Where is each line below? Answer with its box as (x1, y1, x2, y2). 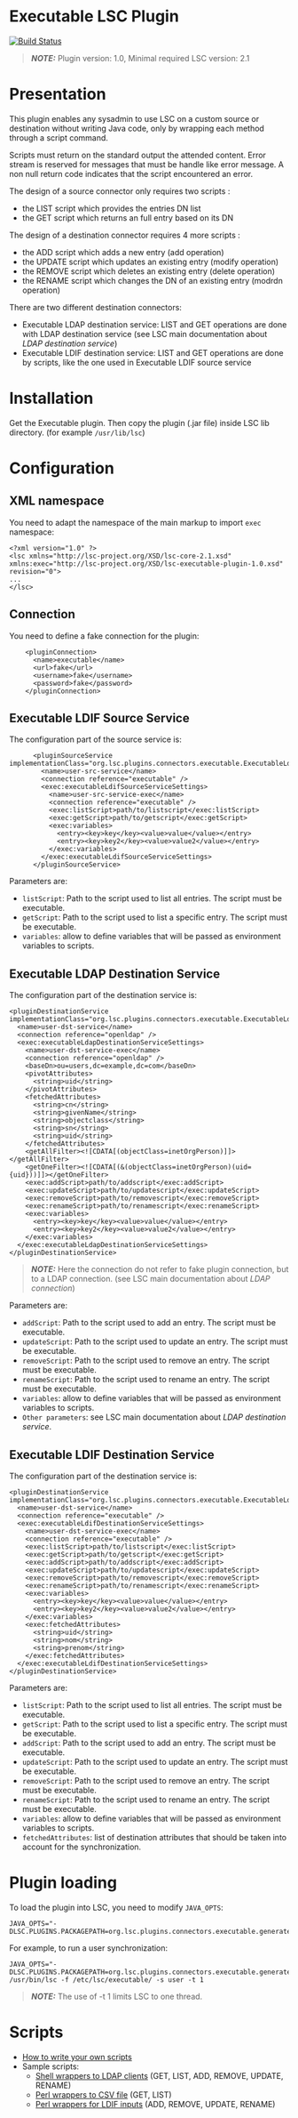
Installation (9, 389, 94, 408)
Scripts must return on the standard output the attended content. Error (9, 149, 266, 160)
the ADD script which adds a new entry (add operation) (21, 246, 224, 257)
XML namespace (9, 494, 105, 509)
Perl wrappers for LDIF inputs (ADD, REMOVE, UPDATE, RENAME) (35, 2098, 276, 2109)
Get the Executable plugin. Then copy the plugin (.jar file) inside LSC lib (9, 417, 271, 428)
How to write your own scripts (21, 2051, 133, 2062)
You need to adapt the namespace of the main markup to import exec (9, 517, 262, 527)
